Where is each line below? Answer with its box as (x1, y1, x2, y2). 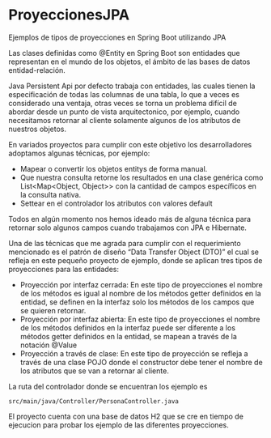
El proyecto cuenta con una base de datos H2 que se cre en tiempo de (8, 411, 244, 421)
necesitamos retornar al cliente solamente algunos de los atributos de (8, 115, 241, 125)
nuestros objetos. (8, 124, 67, 134)
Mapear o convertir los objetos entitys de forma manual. (19, 164, 208, 173)
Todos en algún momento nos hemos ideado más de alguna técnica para (8, 214, 252, 223)
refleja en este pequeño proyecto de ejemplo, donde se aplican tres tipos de (8, 255, 263, 265)
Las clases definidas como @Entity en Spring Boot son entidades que (8, 48, 240, 57)
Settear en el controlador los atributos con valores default (19, 198, 213, 208)
